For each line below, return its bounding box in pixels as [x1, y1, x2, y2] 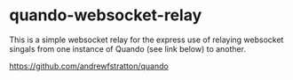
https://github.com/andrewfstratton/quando [9, 61, 169, 71]
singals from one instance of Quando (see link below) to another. [9, 43, 247, 54]
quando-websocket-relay [9, 5, 202, 25]
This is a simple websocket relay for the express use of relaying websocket [9, 34, 284, 45]
